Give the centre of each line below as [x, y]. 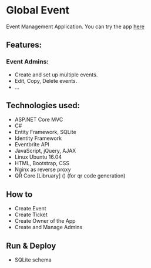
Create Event [30, 209]
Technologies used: [43, 105]
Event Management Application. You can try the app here [75, 26]
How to [19, 194]
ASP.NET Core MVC [39, 120]
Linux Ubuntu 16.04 [38, 157]
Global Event [38, 10]
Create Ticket [31, 215]
